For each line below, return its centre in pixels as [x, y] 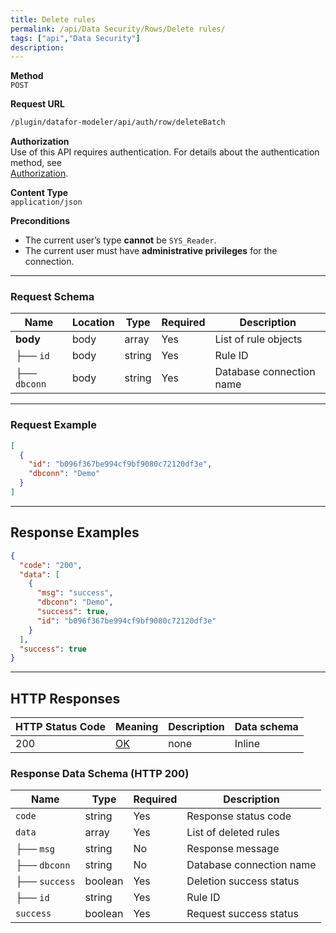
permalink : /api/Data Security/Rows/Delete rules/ [118, 29]
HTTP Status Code [61, 727]
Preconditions [40, 221]
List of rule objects [258, 339]
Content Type [39, 193]
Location [93, 323]
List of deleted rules [233, 833]
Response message [233, 849]
